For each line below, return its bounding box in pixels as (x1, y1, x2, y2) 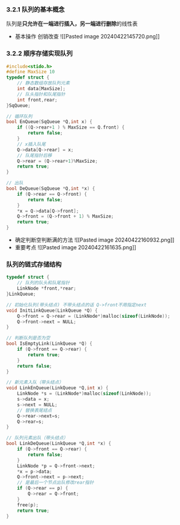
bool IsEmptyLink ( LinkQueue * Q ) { (6, 341, 93, 347)
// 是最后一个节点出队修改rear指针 (17, 479, 94, 486)
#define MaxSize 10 (6, 69, 55, 75)
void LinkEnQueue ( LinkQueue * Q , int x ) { (6, 385, 109, 391)
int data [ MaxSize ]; (17, 86, 66, 92)
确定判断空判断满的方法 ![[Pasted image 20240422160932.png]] (14, 236, 175, 244)
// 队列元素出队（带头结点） (6, 435, 68, 441)
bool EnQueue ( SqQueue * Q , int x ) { (6, 119, 93, 125)
